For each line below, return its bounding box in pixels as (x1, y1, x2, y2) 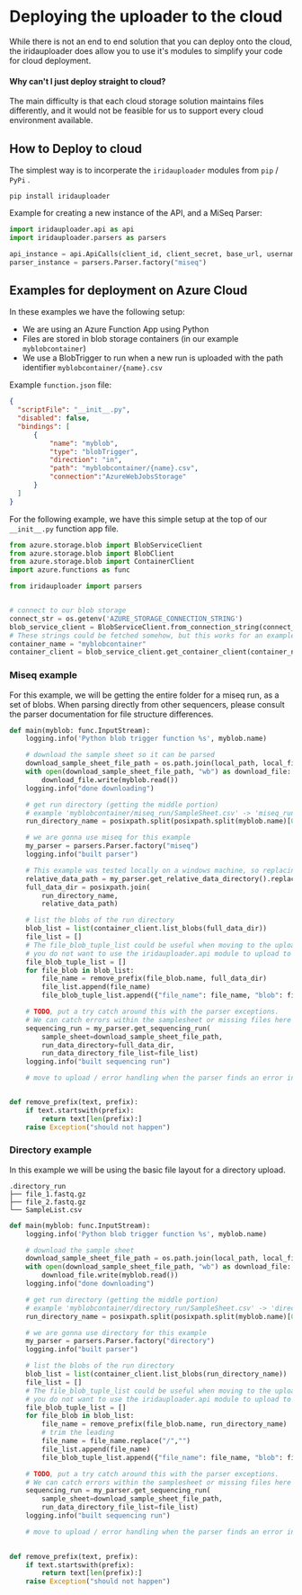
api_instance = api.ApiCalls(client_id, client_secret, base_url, (9, 249, 263, 258)
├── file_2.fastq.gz (9, 1198, 87, 1207)
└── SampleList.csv (9, 1205, 83, 1215)
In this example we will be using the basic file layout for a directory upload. (9, 1164, 286, 1175)
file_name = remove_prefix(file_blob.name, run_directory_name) (41, 1420, 288, 1429)
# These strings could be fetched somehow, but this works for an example (9, 631, 296, 640)
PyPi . (9, 174, 31, 185)
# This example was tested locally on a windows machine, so (25, 866, 259, 875)
